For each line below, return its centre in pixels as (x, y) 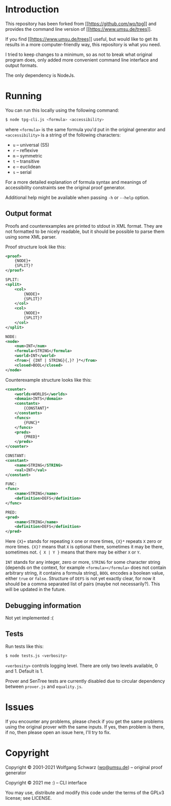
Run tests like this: (25, 646)
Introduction (32, 9)
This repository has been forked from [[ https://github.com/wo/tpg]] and (81, 24)
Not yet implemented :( (29, 618)
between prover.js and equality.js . (44, 686)
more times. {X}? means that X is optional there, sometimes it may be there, (84, 547)
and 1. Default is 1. (24, 671)
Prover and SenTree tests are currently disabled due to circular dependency (85, 681)
